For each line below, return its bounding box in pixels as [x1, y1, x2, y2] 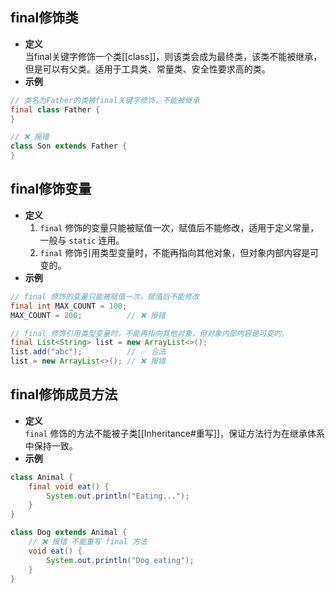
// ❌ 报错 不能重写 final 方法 [28, 537, 148, 547]
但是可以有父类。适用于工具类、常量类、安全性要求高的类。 [24, 63, 271, 75]
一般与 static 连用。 [39, 234, 125, 246]
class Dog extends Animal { [10, 528, 128, 538]
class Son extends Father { [10, 141, 128, 152]
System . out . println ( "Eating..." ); [46, 491, 190, 501]
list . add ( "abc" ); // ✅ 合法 [10, 347, 167, 357]
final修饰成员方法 [10, 386, 118, 403]
